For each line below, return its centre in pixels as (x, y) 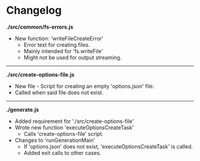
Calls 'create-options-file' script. (63, 134)
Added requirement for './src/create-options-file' (74, 121)
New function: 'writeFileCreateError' (59, 38)
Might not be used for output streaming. (73, 57)
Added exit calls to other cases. (62, 153)
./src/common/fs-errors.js (40, 27)
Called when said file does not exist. (59, 92)
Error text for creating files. (57, 45)
